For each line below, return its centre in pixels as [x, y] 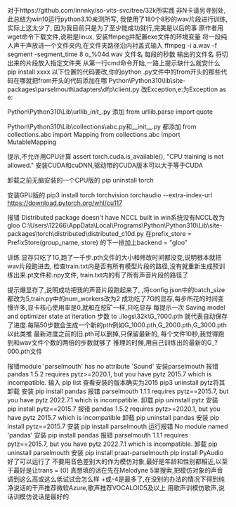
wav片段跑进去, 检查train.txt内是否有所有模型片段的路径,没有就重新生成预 [113, 266]
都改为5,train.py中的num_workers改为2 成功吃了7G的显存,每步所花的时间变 [116, 298]
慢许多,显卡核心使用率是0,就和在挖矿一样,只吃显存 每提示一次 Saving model [116, 307]
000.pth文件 [25, 351]
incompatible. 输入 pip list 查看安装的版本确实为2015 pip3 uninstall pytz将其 [116, 382]
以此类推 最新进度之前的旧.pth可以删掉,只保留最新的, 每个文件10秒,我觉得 [113, 334]
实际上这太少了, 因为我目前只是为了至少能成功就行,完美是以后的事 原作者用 [115, 28]
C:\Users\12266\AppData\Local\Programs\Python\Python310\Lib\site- [122, 225]
